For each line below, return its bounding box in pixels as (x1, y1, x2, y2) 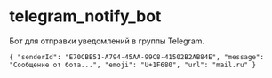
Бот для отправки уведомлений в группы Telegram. (9, 35, 205, 46)
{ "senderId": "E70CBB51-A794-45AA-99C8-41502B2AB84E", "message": (9, 52, 265, 61)
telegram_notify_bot (9, 6, 162, 27)
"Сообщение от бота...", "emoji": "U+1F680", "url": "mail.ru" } (9, 60, 256, 69)
